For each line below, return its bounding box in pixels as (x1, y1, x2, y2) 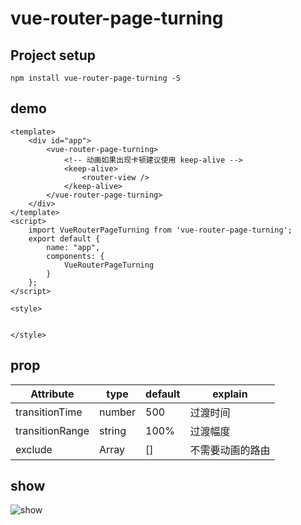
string (98, 423, 127, 437)
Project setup (10, 47, 97, 64)
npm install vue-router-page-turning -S (10, 73, 182, 83)
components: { (46, 251, 105, 261)
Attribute (30, 387, 75, 401)
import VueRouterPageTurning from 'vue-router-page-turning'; (28, 225, 293, 235)
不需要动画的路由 (189, 443, 271, 457)
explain (212, 387, 248, 401)
